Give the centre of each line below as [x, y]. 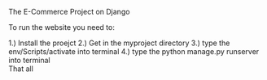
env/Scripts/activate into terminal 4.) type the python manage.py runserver [134, 51]
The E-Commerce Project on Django [69, 12]
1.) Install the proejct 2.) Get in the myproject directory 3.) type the [119, 43]
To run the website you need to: [62, 27]
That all [21, 69]
